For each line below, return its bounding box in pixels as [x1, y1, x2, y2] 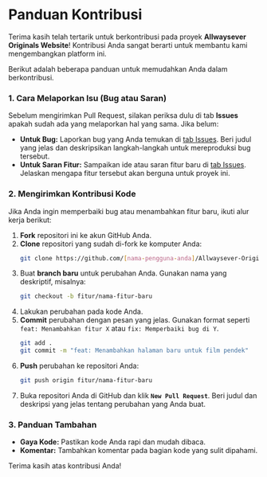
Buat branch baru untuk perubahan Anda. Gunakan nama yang [19, 268, 227, 278]
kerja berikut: [8, 215, 52, 225]
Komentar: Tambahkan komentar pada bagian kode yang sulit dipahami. [19, 446, 258, 455]
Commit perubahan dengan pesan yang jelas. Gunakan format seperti [19, 315, 250, 325]
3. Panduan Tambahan [8, 419, 97, 430]
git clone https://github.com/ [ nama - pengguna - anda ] [19, 254, 195, 262]
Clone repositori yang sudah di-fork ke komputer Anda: [19, 239, 202, 248]
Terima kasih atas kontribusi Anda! [8, 461, 122, 471]
